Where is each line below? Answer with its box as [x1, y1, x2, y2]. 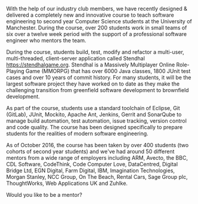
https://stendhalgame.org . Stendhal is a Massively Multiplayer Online [6, 61, 175, 68]
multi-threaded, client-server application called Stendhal [6, 55, 145, 62]
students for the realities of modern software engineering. [6, 130, 148, 137]
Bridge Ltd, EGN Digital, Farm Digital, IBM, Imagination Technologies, [6, 167, 175, 174]
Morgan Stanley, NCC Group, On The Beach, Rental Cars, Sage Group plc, [6, 173, 188, 180]
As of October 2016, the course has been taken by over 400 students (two [6, 142, 189, 148]
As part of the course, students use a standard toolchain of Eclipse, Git [6, 105, 180, 111]
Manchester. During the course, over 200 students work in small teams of [6, 24, 187, 31]
